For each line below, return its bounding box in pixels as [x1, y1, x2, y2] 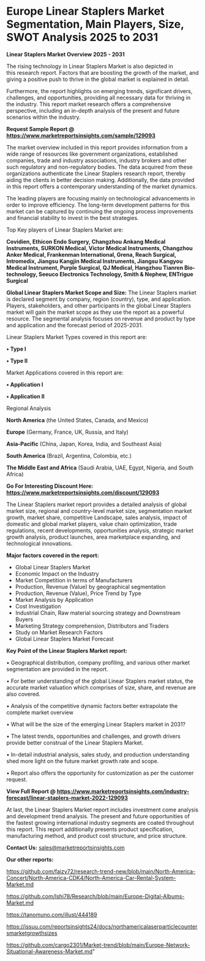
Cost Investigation [15, 602, 61, 610]
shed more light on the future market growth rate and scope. [6, 757, 159, 764]
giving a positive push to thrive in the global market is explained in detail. [6, 75, 190, 83]
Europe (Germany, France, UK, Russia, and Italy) [6, 428, 129, 436]
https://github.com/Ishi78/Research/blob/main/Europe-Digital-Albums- [6, 892, 185, 900]
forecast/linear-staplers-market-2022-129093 [6, 794, 129, 801]
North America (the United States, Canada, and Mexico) [6, 416, 149, 424]
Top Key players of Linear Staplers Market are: [6, 226, 124, 234]
